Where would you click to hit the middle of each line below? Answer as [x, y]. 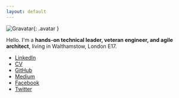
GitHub [23, 70]
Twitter [23, 89]
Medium [25, 76]
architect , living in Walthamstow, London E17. [62, 46]
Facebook [27, 83]
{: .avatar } [46, 28]
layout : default [26, 12]
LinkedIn [25, 57]
